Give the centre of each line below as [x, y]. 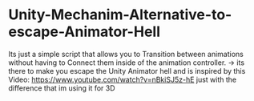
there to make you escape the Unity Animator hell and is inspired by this [127, 71]
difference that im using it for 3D [62, 88]
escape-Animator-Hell [84, 32]
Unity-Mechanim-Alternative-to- [120, 15]
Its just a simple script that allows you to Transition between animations [126, 54]
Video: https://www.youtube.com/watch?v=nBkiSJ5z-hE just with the [123, 79]
